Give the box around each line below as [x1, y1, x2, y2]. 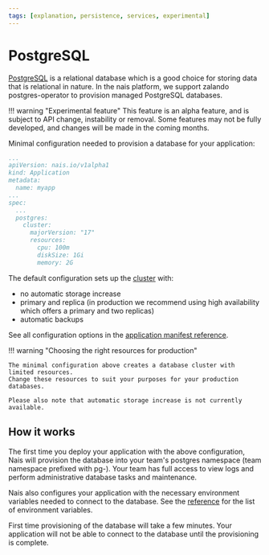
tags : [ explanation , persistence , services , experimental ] [8, 11, 210, 20]
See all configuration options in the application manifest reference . [8, 330, 229, 339]
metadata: [8, 176, 42, 185]
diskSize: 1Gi [37, 251, 84, 259]
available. [8, 403, 45, 411]
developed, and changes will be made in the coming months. [8, 122, 210, 133]
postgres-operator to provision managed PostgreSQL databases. [8, 90, 223, 100]
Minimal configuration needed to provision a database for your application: [8, 138, 255, 148]
